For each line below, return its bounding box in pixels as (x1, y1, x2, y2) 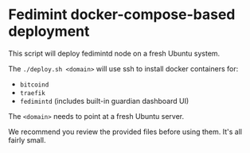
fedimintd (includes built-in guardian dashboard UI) (19, 96, 189, 105)
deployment (8, 22, 90, 40)
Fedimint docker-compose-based (8, 6, 236, 24)
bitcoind (19, 81, 49, 89)
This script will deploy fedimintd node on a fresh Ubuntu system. (8, 48, 221, 58)
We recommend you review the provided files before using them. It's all (8, 127, 243, 136)
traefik (19, 89, 45, 97)
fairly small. (8, 135, 46, 144)
